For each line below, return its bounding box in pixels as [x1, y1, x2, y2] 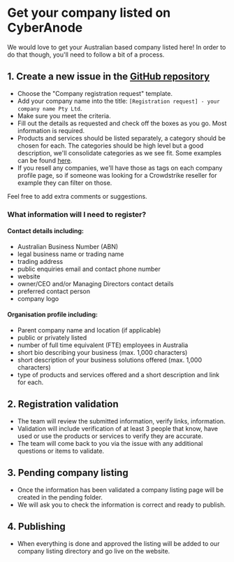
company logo [17, 294, 59, 302]
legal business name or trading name [17, 250, 124, 258]
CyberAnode [7, 20, 83, 36]
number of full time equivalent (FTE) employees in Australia [17, 341, 189, 349]
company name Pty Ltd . [17, 104, 82, 113]
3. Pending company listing [7, 467, 129, 479]
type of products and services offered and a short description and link [17, 371, 220, 379]
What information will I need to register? [7, 209, 147, 219]
